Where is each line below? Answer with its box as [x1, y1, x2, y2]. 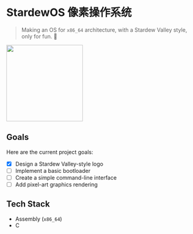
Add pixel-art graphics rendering [15, 181, 98, 188]
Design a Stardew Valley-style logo [15, 160, 104, 167]
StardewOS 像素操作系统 [6, 5, 132, 20]
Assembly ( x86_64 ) [15, 215, 62, 222]
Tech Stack [6, 199, 50, 210]
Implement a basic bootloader [15, 167, 90, 174]
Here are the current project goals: [6, 148, 93, 156]
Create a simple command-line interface [15, 174, 117, 181]
